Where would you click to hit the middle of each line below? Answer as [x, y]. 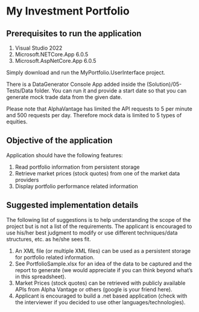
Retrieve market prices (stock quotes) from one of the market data [97, 173]
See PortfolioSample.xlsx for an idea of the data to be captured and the [103, 264]
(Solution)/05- [164, 84]
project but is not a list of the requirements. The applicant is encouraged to [99, 226]
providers [27, 180]
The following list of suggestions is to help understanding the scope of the [99, 219]
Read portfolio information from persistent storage [77, 167]
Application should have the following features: [65, 155]
